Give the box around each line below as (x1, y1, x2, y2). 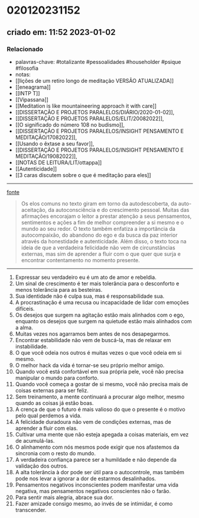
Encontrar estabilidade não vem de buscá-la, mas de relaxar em (15, 336, 171, 343)
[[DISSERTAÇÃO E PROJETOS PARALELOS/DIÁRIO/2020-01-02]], (15, 108, 175, 115)
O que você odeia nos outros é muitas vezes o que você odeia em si (15, 349, 182, 356)
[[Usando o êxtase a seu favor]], (15, 140, 94, 147)
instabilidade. (15, 343, 48, 350)
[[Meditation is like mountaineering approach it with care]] (15, 102, 157, 110)
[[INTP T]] (15, 89, 40, 96)
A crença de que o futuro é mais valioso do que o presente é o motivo (15, 406, 185, 413)
